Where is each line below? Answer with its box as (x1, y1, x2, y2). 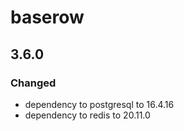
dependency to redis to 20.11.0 (24, 109, 151, 121)
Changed (10, 76, 57, 90)
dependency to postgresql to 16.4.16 (24, 98, 175, 110)
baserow (10, 6, 85, 29)
